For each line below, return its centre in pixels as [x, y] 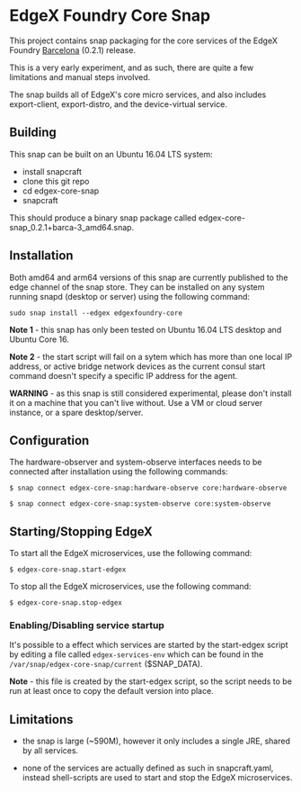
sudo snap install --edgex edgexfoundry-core [96, 313]
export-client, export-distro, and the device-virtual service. [118, 103]
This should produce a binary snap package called [103, 218]
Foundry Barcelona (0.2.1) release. [73, 49]
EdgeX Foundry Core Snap [110, 16]
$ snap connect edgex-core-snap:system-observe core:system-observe [140, 504]
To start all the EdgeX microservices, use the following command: [131, 553]
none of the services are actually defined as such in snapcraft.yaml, [148, 768]
